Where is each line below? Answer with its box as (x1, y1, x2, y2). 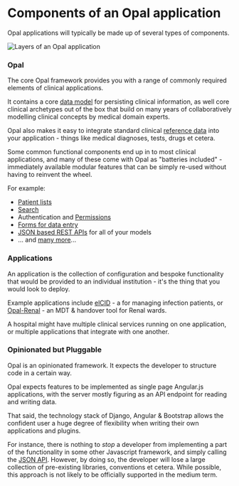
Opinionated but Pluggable (7, 345, 102, 355)
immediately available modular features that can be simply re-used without (7, 163, 227, 171)
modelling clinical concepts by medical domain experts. (7, 112, 171, 121)
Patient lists (17, 198, 52, 207)
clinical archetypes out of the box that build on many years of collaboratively (7, 105, 232, 114)
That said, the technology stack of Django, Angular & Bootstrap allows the (7, 411, 224, 420)
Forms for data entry (17, 220, 78, 229)
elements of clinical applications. (7, 84, 104, 92)
